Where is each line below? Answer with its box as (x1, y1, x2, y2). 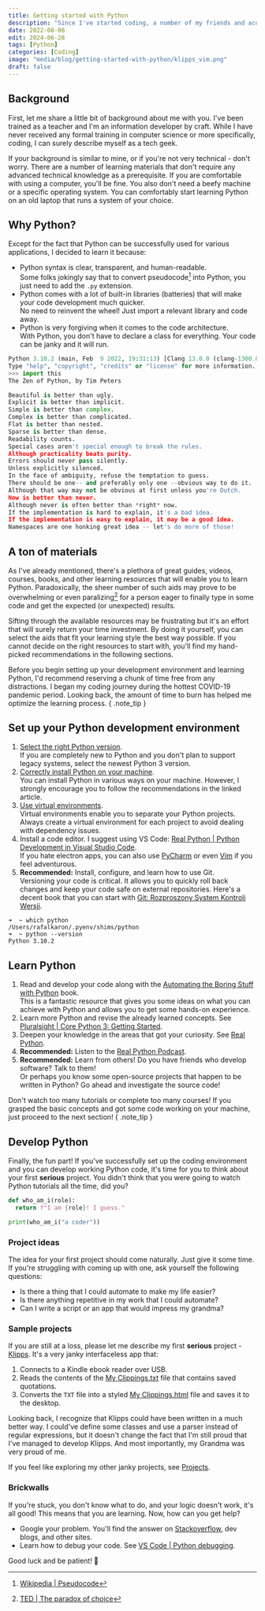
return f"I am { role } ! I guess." (15, 1204, 125, 1212)
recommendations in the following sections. (32, 649, 174, 659)
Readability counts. (8, 435, 77, 443)
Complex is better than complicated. (8, 413, 132, 421)
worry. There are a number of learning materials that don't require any (8, 162, 236, 171)
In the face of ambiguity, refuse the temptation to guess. (8, 472, 211, 480)
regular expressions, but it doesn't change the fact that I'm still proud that (8, 1430, 247, 1440)
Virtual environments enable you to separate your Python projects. (19, 809, 236, 819)
